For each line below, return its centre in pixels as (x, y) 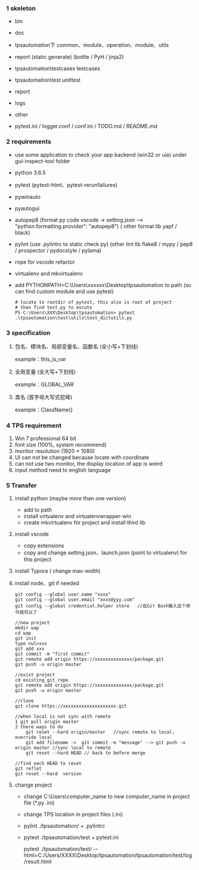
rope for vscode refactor (45, 262)
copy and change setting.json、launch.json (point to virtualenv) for (105, 553)
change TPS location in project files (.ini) (73, 815)
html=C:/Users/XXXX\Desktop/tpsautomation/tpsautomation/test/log (108, 855)
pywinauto (28, 197)
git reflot (28, 769)
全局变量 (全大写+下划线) (45, 372)
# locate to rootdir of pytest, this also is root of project (93, 302)
